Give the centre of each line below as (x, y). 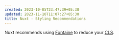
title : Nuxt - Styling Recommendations (45, 19)
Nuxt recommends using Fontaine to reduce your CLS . (59, 33)
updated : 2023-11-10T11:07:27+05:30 (42, 14)
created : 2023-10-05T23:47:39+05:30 (42, 10)
